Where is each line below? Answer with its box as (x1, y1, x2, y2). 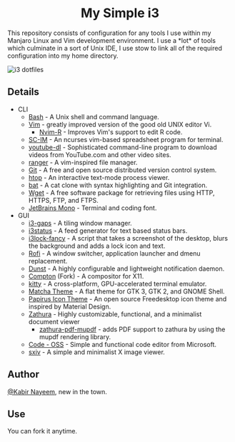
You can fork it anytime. (7, 427, 77, 436)
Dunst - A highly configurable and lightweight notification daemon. (28, 264, 225, 273)
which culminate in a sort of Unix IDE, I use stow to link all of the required (7, 44, 223, 52)
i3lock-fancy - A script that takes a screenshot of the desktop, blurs (28, 233, 229, 242)
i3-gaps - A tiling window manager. (28, 219, 132, 227)
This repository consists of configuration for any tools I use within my (7, 29, 211, 37)
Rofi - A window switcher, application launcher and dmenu (28, 248, 201, 258)
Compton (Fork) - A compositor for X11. (28, 271, 144, 280)
